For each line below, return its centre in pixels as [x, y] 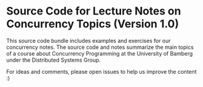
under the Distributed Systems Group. [54, 60]
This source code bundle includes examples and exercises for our [88, 40]
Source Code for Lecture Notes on [94, 11]
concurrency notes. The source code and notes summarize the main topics [100, 47]
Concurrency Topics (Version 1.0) [93, 24]
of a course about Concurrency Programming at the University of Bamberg [99, 53]
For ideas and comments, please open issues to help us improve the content [101, 71]
